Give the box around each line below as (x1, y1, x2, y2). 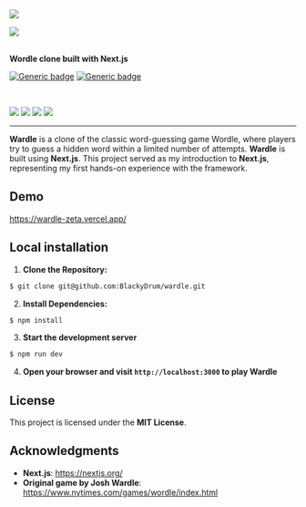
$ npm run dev (9, 350, 64, 359)
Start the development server (22, 332, 138, 343)
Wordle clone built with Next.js (9, 54, 129, 64)
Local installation (9, 240, 109, 255)
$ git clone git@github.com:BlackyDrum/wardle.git (9, 282, 206, 291)
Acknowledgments (9, 443, 120, 459)
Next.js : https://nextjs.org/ (22, 467, 123, 478)
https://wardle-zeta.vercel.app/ (9, 213, 127, 224)
